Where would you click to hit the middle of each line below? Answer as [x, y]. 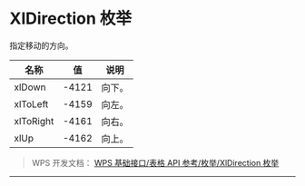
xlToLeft [31, 103]
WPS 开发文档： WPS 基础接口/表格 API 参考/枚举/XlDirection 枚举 [155, 162]
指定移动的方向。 [41, 45]
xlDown [30, 87]
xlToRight [34, 121]
